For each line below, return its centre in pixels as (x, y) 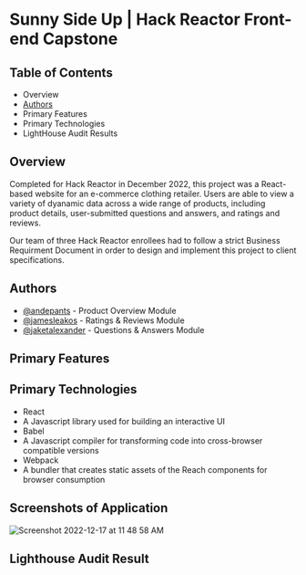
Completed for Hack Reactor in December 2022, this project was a (134, 183)
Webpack (41, 460)
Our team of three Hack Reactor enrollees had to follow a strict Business (145, 240)
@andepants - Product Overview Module (99, 310)
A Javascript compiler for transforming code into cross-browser (143, 440)
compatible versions (61, 450)
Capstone (80, 39)
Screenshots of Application (89, 508)
